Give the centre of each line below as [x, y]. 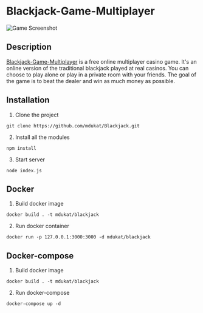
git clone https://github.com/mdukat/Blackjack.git [73, 126]
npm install [21, 148]
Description [29, 47]
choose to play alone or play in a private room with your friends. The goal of [101, 75]
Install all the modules [42, 137]
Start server [30, 160]
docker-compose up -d [34, 304]
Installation [28, 100]
